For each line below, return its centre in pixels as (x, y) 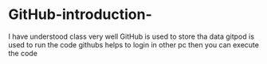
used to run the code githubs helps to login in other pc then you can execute (133, 44)
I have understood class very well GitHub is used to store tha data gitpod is (132, 36)
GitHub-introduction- (80, 15)
